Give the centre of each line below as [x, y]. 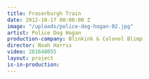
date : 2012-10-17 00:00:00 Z [49, 20]
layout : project [30, 58]
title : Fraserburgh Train [44, 13]
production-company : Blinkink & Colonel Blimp [75, 39]
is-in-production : [33, 65]
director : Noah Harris [39, 45]
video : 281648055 [32, 52]
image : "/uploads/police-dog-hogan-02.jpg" [70, 26]
